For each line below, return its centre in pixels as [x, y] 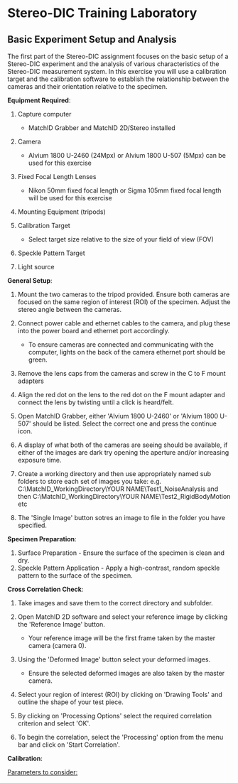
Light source [36, 267]
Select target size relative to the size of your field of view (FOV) [121, 239]
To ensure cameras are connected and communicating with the [121, 345]
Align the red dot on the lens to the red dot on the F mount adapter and [121, 395]
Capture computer [44, 114]
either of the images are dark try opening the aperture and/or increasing [123, 452]
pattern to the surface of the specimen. [75, 576]
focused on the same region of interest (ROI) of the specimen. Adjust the [124, 302]
